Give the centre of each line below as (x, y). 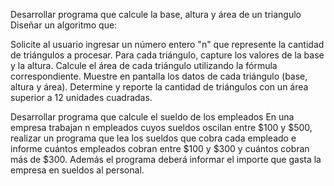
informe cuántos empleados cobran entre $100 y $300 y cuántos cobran (160, 148)
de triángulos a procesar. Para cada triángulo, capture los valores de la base (167, 55)
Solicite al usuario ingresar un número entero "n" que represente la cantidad (167, 44)
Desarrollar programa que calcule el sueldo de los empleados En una (152, 117)
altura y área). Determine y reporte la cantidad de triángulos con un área (159, 87)
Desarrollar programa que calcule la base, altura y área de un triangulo (156, 14)
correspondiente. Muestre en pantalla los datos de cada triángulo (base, (159, 76)
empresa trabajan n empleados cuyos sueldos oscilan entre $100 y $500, (161, 127)
